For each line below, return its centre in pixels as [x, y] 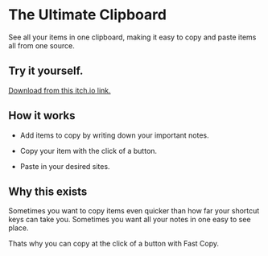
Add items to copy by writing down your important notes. [114, 135]
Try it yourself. [46, 71]
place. [19, 228]
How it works [42, 116]
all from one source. [41, 45]
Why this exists [48, 191]
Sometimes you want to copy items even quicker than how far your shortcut [134, 211]
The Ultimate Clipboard [88, 15]
